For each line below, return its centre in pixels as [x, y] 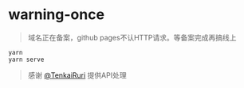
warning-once [57, 15]
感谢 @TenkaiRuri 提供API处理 [77, 75]
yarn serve [26, 59]
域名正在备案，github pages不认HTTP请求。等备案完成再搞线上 [132, 37]
